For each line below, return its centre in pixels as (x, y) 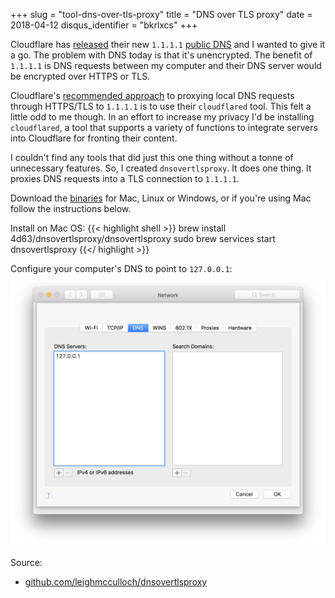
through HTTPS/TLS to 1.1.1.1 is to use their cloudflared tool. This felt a (161, 106)
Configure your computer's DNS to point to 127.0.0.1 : (121, 268)
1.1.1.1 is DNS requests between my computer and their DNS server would (166, 65)
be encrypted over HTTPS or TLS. (80, 76)
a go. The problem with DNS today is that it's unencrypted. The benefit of (161, 55)
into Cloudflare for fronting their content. (94, 138)
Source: (26, 563)
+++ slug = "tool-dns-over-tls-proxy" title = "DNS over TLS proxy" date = (161, 14)
